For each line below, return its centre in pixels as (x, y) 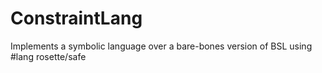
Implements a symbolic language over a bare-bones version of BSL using (161, 46)
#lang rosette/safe (48, 56)
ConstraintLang (76, 18)
